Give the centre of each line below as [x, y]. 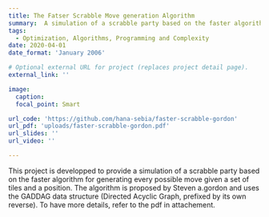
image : [19, 89]
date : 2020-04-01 [37, 46]
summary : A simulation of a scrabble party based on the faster [119, 23]
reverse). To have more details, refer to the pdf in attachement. [112, 204]
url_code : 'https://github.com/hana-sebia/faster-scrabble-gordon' [123, 119]
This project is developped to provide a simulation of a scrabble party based [134, 171]
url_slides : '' [34, 134]
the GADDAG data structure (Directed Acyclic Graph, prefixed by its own [127, 196]
